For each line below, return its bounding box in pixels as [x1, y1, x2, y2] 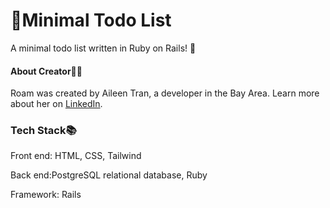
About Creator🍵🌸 [10, 65, 83, 77]
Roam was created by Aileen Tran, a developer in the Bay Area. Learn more [10, 87, 320, 99]
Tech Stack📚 [10, 124, 77, 138]
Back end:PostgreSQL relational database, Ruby [10, 169, 208, 181]
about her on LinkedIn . [10, 98, 103, 110]
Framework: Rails [10, 189, 82, 201]
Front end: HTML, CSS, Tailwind [10, 150, 142, 162]
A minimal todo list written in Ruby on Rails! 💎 [10, 42, 197, 54]
